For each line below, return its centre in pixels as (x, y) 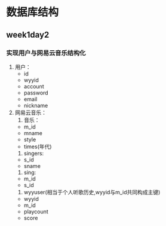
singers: (34, 153)
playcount (36, 211)
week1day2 (28, 34)
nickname (36, 105)
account (34, 86)
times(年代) (38, 146)
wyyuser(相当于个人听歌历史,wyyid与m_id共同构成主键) (92, 192)
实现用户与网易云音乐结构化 (46, 53)
